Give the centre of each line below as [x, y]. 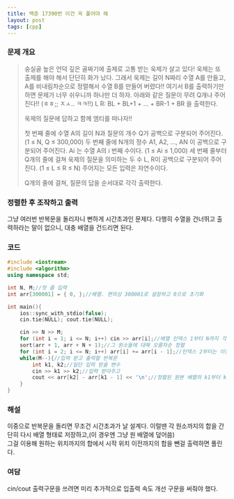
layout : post [26, 20]
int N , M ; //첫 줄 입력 [37, 287]
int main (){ [24, 307]
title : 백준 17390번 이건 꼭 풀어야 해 [58, 14]
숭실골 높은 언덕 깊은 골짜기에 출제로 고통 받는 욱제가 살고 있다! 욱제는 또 [123, 69]
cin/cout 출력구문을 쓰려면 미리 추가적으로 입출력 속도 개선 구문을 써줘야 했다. [112, 489]
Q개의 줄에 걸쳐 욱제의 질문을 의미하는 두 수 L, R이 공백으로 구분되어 [116, 159]
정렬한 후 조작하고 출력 [43, 203]
